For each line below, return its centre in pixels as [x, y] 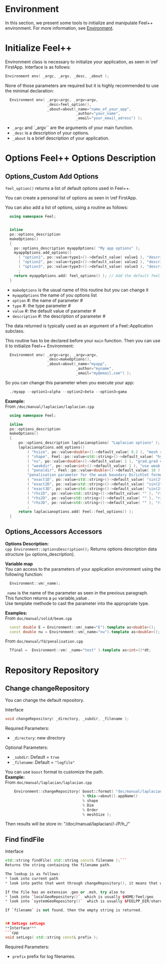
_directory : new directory [39, 738]
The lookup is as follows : [33, 874]
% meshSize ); [97, 815]
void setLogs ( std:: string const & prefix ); [52, 937]
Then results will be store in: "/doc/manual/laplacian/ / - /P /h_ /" [68, 824]
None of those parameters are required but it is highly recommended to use [82, 86]
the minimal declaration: [30, 91]
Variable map [19, 564]
